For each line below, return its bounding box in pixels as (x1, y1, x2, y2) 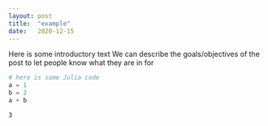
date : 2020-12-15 (8, 27, 75, 35)
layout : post (8, 11, 53, 20)
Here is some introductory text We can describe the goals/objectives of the (8, 50, 260, 59)
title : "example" (8, 20, 71, 28)
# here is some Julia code (8, 74, 100, 82)
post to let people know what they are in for (8, 58, 154, 67)
